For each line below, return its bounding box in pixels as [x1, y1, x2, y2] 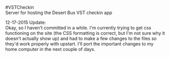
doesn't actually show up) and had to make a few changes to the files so [5, 35, 157, 41]
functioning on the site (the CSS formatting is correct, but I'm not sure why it [5, 30, 165, 36]
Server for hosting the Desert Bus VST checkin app [5, 10, 113, 16]
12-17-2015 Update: [5, 20, 46, 25]
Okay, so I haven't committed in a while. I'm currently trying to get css [5, 25, 151, 31]
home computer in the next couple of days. [5, 46, 95, 52]
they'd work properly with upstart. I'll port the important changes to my [5, 41, 154, 47]
